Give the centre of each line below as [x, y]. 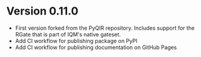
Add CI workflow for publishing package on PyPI [76, 41]
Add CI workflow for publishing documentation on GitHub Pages [96, 47]
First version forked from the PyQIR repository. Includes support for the [105, 28]
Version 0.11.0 [42, 11]
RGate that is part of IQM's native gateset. [68, 34]
